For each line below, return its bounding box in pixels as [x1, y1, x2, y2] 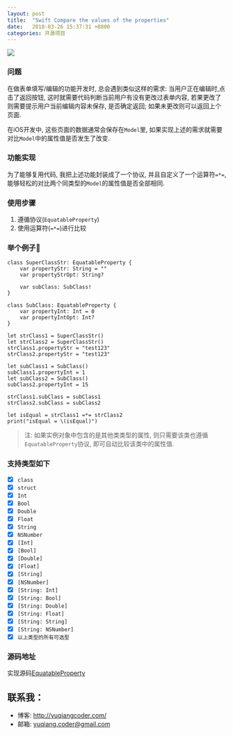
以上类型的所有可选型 [17, 634, 70, 641]
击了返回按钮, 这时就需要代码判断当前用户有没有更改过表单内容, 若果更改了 [7, 93, 221, 101]
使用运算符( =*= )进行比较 [17, 224, 87, 232]
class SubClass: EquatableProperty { [7, 302, 117, 309]
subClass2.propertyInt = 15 [7, 381, 89, 388]
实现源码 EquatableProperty [7, 669, 86, 677]
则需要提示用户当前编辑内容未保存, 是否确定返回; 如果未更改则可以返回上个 [7, 102, 222, 110]
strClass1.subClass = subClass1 [7, 393, 101, 401]
